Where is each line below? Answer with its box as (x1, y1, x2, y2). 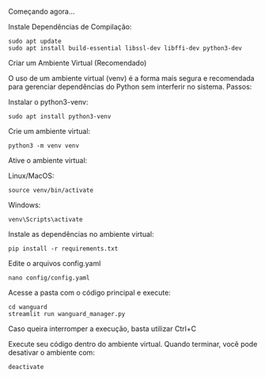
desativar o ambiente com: (8, 348, 95, 357)
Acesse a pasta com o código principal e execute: (8, 288, 172, 297)
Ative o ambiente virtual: (8, 156, 88, 165)
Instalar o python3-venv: (8, 97, 89, 106)
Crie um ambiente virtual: (8, 127, 91, 135)
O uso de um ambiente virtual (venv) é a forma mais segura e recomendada (8, 74, 255, 82)
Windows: (8, 200, 41, 209)
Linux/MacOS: (8, 171, 55, 181)
